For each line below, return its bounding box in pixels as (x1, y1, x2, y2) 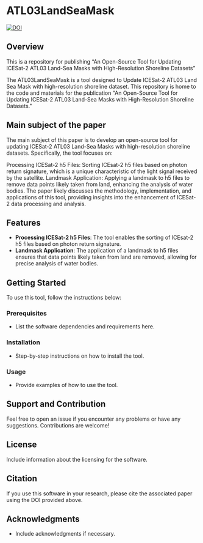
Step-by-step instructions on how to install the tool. (15, 352, 144, 360)
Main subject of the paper (6, 120, 107, 130)
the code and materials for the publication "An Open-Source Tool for (6, 89, 178, 97)
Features (6, 218, 41, 228)
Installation (6, 338, 41, 347)
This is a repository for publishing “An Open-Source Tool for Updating (6, 57, 182, 65)
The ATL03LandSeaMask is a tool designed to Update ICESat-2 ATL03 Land (6, 76, 197, 83)
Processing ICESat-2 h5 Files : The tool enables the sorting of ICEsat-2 (15, 234, 194, 242)
